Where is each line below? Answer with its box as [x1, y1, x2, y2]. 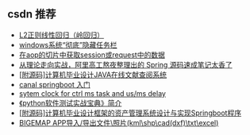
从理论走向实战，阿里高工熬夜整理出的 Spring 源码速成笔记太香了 [18, 60, 233, 69]
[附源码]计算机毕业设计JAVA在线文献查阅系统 [18, 70, 167, 79]
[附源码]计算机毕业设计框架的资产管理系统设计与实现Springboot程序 [18, 108, 242, 118]
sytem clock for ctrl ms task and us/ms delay [18, 88, 166, 98]
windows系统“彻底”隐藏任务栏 [18, 40, 117, 49]
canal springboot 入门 [18, 79, 90, 89]
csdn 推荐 [7, 7, 56, 21]
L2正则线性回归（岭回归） [18, 30, 105, 40]
